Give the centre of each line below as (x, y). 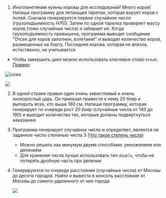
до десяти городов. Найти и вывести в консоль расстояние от (79, 175)
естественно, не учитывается (44, 50)
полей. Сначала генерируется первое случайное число (72, 18)
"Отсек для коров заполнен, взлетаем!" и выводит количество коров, (87, 39)
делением (30, 150)
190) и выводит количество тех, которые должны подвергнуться (81, 115)
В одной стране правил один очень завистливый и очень (73, 93)
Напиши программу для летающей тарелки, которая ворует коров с (85, 12)
